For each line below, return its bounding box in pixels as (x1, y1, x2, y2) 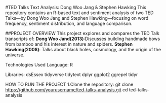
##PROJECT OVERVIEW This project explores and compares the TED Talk (5, 30, 159, 36)
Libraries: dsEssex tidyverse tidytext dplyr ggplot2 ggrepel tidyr (5, 72, 138, 78)
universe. (5, 52, 25, 58)
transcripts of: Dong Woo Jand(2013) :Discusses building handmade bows (5, 36, 160, 42)
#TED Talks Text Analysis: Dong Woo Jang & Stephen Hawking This (5, 5, 147, 10)
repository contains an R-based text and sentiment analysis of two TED (5, 10, 154, 16)
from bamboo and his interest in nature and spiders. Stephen (5, 41, 133, 47)
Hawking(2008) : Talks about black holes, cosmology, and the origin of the (5, 47, 161, 52)
